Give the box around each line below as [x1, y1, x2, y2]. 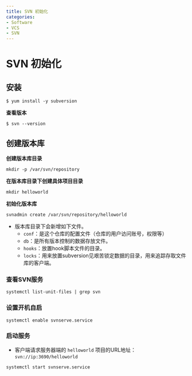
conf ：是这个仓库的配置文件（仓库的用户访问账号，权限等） [23, 230, 168, 237]
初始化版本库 [6, 200, 37, 207]
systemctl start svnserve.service [6, 364, 91, 370]
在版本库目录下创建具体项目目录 [6, 177, 83, 184]
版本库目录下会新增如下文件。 [14, 223, 87, 230]
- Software [6, 19, 33, 25]
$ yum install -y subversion [6, 98, 77, 104]
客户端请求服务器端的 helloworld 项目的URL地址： [14, 346, 136, 353]
